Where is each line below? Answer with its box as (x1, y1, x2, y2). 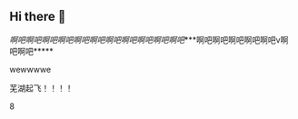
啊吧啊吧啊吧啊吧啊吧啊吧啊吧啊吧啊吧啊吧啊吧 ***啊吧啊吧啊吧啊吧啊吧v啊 (9, 34, 289, 45)
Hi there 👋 (9, 9, 66, 25)
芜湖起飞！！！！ (9, 83, 74, 94)
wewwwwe (9, 64, 52, 74)
